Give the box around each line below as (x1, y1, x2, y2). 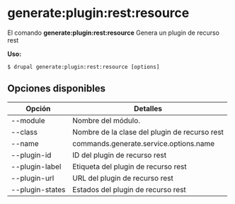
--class (11, 127, 38, 137)
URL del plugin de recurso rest (72, 173, 173, 183)
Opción (25, 103, 51, 113)
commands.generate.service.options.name (72, 138, 215, 148)
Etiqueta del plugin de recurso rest (72, 161, 188, 171)
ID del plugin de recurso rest (72, 150, 167, 160)
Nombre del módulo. (72, 115, 140, 125)
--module (11, 115, 45, 125)
